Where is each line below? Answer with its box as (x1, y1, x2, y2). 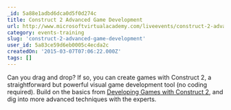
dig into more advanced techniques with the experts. (7, 95, 157, 103)
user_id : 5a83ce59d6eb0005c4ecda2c (7, 42, 109, 49)
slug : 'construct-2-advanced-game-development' (7, 36, 146, 42)
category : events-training (7, 29, 85, 36)
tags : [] (7, 55, 32, 61)
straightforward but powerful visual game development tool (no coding (7, 80, 208, 89)
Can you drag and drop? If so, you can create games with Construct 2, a (7, 73, 212, 81)
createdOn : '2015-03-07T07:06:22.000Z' (7, 49, 122, 55)
